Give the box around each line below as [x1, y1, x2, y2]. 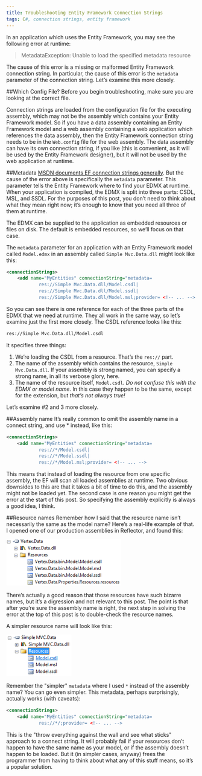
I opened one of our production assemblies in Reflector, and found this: [6, 527, 183, 534]
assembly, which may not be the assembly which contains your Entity [6, 112, 179, 120]
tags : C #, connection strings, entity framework [6, 16, 131, 22]
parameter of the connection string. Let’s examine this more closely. [6, 76, 175, 83]
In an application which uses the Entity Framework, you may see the [6, 33, 175, 40]
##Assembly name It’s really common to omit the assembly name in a [6, 415, 178, 422]
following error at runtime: [6, 40, 71, 47]
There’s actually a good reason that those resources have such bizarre [6, 592, 181, 599]
